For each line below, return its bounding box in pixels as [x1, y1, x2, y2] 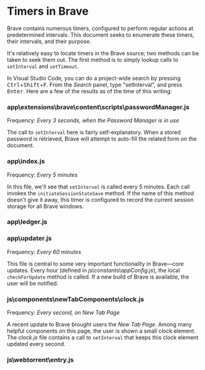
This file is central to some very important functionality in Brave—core [7, 260, 184, 268]
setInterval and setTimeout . [7, 63, 79, 70]
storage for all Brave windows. [7, 202, 84, 210]
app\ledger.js [7, 218, 48, 226]
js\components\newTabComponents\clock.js [7, 295, 144, 303]
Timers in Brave [7, 4, 89, 18]
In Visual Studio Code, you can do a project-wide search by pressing [7, 74, 180, 82]
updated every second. [7, 341, 66, 348]
